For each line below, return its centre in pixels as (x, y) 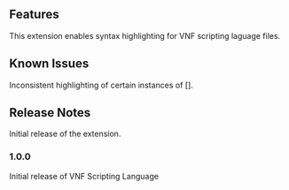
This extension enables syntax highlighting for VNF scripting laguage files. (145, 35)
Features (34, 15)
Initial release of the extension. (65, 134)
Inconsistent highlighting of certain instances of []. (101, 85)
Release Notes (50, 113)
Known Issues (49, 64)
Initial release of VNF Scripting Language (84, 176)
